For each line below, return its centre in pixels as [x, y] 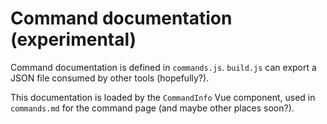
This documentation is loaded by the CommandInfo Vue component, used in [163, 97]
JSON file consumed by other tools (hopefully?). [110, 78]
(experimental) [73, 39]
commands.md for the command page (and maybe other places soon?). [152, 108]
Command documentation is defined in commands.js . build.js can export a [163, 67]
